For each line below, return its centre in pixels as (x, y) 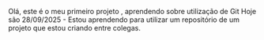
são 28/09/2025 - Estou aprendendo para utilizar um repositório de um (124, 20)
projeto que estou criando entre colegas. (74, 28)
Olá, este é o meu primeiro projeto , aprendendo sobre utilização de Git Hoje (132, 11)
